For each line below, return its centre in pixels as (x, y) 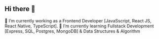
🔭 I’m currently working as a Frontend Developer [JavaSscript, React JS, (78, 20)
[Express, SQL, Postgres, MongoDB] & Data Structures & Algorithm (72, 31)
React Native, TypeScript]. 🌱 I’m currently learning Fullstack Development (79, 26)
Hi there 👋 (20, 9)
